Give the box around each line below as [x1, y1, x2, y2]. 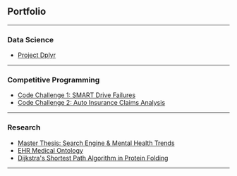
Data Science [7, 34, 54, 44]
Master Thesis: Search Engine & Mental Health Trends [17, 139, 175, 147]
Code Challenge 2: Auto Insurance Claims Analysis [17, 99, 166, 107]
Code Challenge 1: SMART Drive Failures [17, 91, 136, 99]
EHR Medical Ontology [17, 146, 83, 154]
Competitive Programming [7, 75, 100, 85]
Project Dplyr [17, 51, 56, 59]
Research [7, 122, 41, 132]
